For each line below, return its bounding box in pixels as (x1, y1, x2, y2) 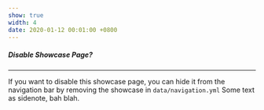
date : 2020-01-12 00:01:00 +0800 (8, 26, 118, 34)
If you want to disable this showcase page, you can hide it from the (8, 77, 225, 87)
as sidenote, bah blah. (8, 94, 80, 103)
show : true (8, 11, 44, 20)
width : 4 (8, 19, 37, 27)
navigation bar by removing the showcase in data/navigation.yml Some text (8, 85, 255, 94)
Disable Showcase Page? (8, 50, 93, 59)
